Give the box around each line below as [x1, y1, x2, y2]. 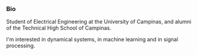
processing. [6, 42, 36, 49]
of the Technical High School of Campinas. [6, 24, 112, 31]
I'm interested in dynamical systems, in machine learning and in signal [6, 36, 178, 43]
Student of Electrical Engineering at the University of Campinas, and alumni [6, 18, 192, 25]
